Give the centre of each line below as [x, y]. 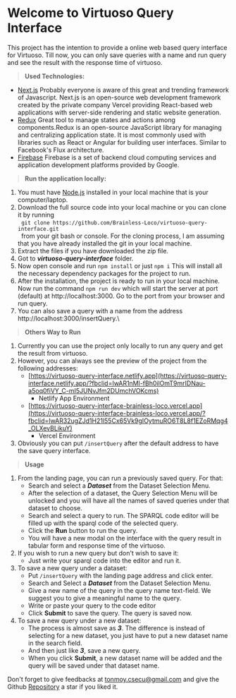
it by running [36, 215]
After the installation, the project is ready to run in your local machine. [119, 281]
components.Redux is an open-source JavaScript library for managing [119, 127]
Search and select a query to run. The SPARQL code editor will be [123, 515]
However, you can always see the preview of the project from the [112, 361]
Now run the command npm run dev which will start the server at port [118, 288]
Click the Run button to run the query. [83, 530]
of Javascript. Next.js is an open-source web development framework [119, 97]
